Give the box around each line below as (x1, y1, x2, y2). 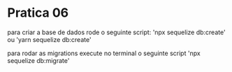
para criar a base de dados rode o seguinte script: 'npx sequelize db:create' (7, 28, 226, 36)
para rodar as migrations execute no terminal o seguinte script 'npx (7, 49, 201, 57)
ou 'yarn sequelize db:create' (7, 35, 92, 43)
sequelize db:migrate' (7, 56, 70, 64)
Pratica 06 (7, 5, 68, 21)
